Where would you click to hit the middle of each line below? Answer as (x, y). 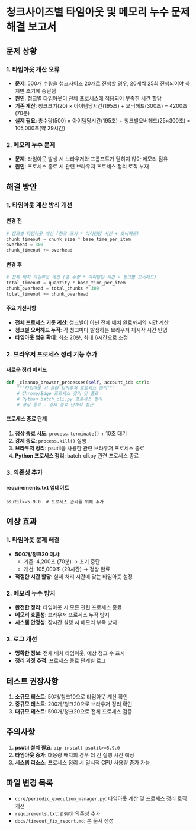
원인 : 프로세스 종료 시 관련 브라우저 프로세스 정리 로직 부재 (82, 167)
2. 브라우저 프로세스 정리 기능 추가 (52, 355)
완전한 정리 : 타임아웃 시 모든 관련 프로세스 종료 (68, 607)
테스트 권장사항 (32, 681)
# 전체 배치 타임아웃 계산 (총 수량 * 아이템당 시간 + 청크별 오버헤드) (81, 277)
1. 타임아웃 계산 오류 (33, 69)
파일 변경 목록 (30, 783)
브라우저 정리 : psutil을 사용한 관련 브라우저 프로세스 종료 (80, 448)
